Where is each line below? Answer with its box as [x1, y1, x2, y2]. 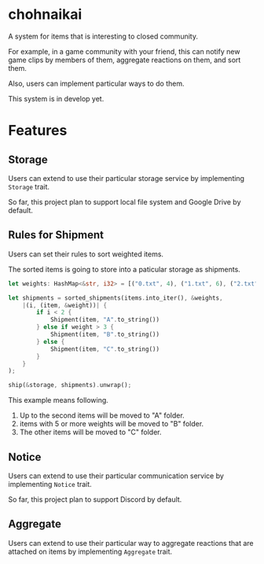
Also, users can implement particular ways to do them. [8, 79, 185, 88]
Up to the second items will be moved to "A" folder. [19, 411, 185, 420]
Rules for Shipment [8, 228, 104, 241]
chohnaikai [8, 6, 82, 24]
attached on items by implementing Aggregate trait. [8, 547, 173, 556]
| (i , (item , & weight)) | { [22, 301, 108, 309]
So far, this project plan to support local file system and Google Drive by [8, 197, 241, 206]
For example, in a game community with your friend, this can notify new [8, 46, 240, 56]
